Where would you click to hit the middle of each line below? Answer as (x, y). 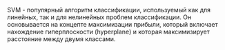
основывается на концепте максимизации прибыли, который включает (113, 24)
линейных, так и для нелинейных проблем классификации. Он (99, 17)
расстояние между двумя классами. (61, 39)
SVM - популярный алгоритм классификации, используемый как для (109, 10)
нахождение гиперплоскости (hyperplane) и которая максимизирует (109, 32)
